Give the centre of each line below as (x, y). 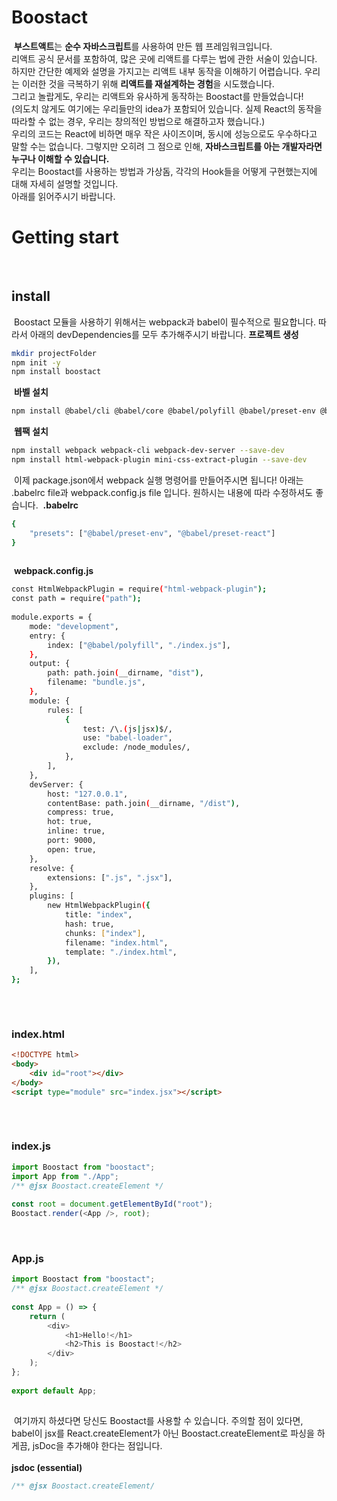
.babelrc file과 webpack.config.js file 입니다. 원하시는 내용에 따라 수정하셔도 (162, 492)
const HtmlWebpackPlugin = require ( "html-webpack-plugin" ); (139, 589)
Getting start (65, 237)
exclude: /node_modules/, (136, 747)
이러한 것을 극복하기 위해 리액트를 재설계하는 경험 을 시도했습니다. (148, 83)
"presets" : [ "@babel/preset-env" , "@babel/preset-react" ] (152, 533)
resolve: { (52, 868)
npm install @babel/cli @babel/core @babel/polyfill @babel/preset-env (163, 411)
